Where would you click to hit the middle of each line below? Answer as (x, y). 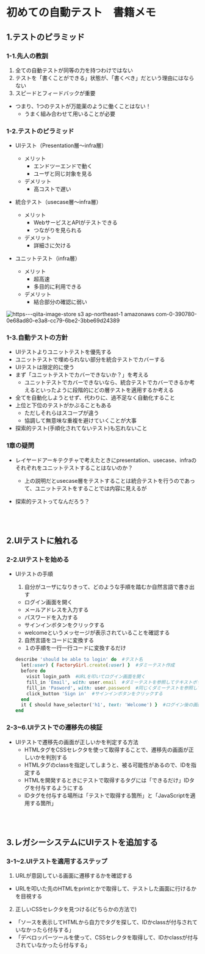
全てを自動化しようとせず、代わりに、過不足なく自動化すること (95, 398)
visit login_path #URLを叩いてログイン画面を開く (86, 677)
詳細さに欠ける (52, 245)
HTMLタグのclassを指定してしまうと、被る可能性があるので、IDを (107, 765)
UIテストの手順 (34, 574)
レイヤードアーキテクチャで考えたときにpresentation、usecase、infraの (106, 460)
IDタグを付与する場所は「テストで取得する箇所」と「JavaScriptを (107, 795)
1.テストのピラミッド (46, 37)
